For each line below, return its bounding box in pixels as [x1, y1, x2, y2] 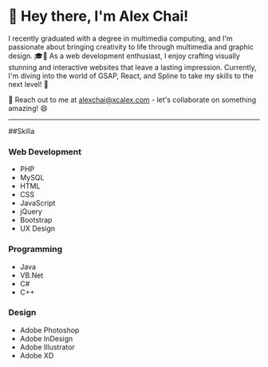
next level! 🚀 [8, 79, 49, 89]
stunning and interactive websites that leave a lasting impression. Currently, [8, 62, 257, 72]
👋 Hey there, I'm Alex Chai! [8, 7, 189, 26]
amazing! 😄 [8, 103, 48, 112]
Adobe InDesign [19, 333, 73, 343]
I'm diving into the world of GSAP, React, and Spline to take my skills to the [8, 71, 254, 81]
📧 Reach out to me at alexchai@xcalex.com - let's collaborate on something [8, 95, 257, 105]
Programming [8, 243, 62, 255]
